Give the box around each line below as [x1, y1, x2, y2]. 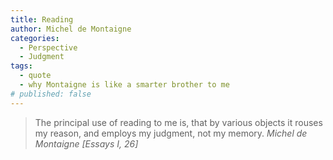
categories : [10, 33, 60, 43]
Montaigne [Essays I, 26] [34, 137, 139, 150]
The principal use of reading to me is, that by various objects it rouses [34, 116, 323, 128]
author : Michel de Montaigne [10, 24, 132, 34]
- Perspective [19, 42, 78, 53]
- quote [19, 71, 52, 81]
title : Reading [10, 14, 74, 25]
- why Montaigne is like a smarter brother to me [19, 80, 230, 90]
